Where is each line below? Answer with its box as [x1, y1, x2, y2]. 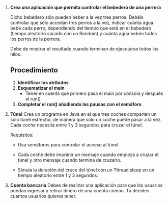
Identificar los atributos [17, 79, 69, 86]
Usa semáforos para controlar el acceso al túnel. [17, 141, 120, 147]
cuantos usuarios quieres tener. [10, 193, 77, 199]
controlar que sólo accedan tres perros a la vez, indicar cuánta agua [10, 20, 154, 25]
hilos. [10, 51, 22, 57]
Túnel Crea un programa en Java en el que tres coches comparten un [10, 111, 157, 117]
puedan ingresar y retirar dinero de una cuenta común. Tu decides [10, 187, 150, 193]
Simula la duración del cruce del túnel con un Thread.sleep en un [17, 167, 154, 173]
